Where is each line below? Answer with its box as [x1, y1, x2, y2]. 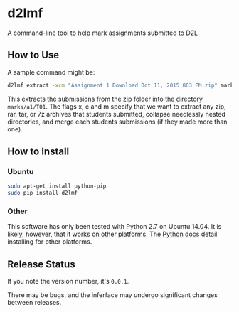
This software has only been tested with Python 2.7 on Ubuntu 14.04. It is [7, 222, 222, 231]
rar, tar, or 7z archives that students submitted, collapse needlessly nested [7, 109, 225, 118]
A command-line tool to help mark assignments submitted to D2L [7, 28, 198, 37]
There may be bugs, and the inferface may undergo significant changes [7, 291, 218, 299]
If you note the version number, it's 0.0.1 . [7, 277, 129, 286]
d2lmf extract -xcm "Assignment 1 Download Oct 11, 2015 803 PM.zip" [7, 82, 218, 89]
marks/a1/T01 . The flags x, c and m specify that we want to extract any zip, [7, 102, 226, 111]
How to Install [7, 146, 70, 158]
